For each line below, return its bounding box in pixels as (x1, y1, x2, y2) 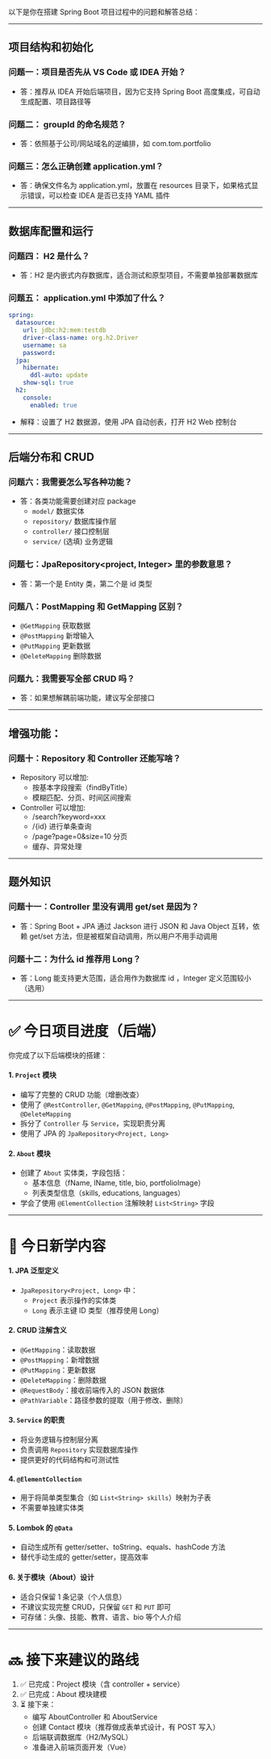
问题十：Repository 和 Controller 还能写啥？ (8, 753, 181, 764)
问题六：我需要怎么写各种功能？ (8, 476, 133, 487)
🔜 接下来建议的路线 (8, 1651, 140, 1669)
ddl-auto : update (29, 371, 89, 379)
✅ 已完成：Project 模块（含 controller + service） (19, 1679, 185, 1689)
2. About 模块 (8, 1148, 51, 1158)
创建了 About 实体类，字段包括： (19, 1168, 127, 1178)
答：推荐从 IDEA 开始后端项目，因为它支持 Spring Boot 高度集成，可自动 (19, 86, 261, 96)
